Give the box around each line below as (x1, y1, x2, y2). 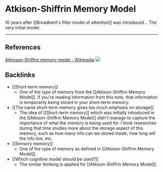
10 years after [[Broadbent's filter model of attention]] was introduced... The (5, 19, 157, 25)
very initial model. (5, 24, 41, 30)
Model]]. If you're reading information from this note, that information (19, 94, 158, 100)
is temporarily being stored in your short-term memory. (19, 99, 130, 105)
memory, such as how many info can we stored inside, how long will (19, 130, 156, 136)
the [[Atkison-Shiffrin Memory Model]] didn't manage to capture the (19, 115, 155, 120)
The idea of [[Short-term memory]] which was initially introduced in (19, 109, 154, 115)
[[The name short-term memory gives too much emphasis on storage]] (12, 104, 154, 110)
